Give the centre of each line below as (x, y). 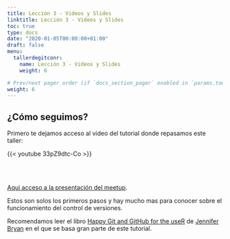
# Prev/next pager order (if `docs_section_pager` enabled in (98, 83)
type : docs (23, 32)
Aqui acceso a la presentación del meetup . (67, 188)
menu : (15, 52)
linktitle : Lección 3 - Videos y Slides (66, 20)
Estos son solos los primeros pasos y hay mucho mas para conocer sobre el (115, 201)
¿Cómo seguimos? (48, 117)
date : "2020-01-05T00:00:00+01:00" (58, 39)
